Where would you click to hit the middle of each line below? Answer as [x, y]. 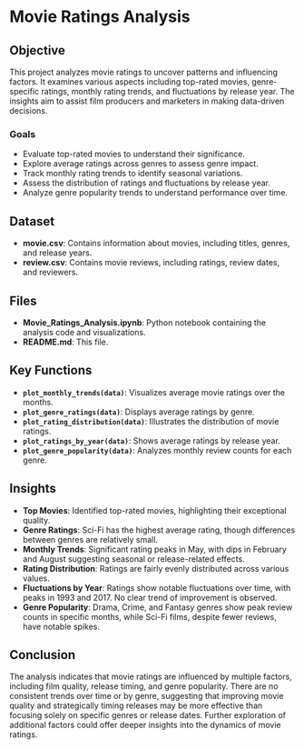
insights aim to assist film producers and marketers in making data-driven [147, 101]
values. [36, 578]
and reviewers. [50, 272]
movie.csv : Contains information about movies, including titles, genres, [156, 244]
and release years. [57, 253]
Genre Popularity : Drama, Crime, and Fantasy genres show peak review [157, 607]
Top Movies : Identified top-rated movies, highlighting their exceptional [155, 510]
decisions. [29, 110]
